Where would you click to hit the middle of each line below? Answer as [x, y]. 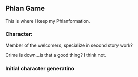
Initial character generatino [40, 69]
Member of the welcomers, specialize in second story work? [69, 45]
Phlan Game [25, 8]
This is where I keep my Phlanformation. [48, 21]
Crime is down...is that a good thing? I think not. [56, 55]
